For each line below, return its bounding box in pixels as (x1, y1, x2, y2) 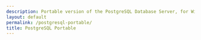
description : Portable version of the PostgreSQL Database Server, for (6, 8, 188, 15)
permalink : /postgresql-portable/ (6, 19, 93, 25)
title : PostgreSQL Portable (6, 25, 77, 31)
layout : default (6, 14, 47, 20)
